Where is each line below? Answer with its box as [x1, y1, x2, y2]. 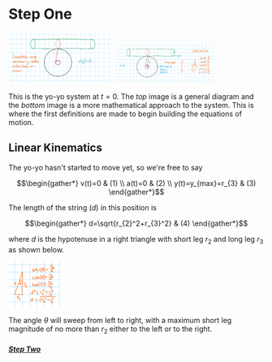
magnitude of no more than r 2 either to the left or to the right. [8, 324, 213, 335]
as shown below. [8, 244, 65, 254]
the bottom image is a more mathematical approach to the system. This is [8, 100, 254, 110]
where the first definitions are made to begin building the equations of [8, 109, 242, 119]
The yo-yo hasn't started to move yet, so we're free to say [8, 162, 203, 172]
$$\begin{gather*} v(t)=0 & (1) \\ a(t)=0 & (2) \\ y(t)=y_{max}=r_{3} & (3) [16, 178, 257, 187]
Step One [8, 5, 72, 24]
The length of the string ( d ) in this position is [8, 202, 157, 212]
